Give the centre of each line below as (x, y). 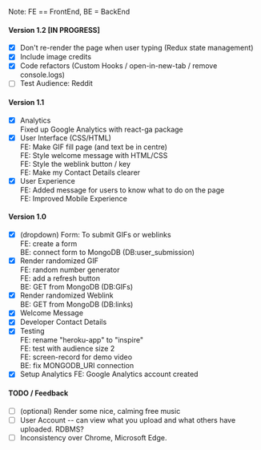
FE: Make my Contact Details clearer (80, 172)
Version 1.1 (26, 103)
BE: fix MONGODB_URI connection (77, 366)
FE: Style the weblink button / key (75, 164)
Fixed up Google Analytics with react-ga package (102, 129)
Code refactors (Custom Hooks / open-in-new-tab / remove (118, 66)
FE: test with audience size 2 (67, 349)
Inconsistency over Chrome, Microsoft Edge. (93, 437)
